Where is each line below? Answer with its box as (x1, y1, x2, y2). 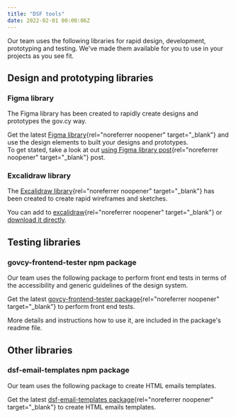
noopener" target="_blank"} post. (7, 153, 106, 162)
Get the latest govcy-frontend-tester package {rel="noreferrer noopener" (7, 295, 220, 303)
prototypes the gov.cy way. (7, 117, 87, 125)
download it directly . (7, 215, 67, 224)
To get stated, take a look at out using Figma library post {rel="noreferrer (7, 146, 218, 154)
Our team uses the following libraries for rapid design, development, (7, 36, 206, 45)
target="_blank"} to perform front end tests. (7, 303, 135, 311)
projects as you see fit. (7, 51, 74, 60)
